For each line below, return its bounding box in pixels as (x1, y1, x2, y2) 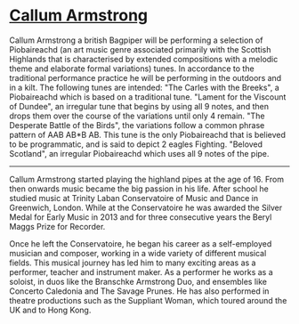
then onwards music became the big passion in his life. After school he (9, 183, 269, 194)
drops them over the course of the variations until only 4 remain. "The (9, 110, 265, 121)
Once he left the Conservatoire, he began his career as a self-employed (9, 238, 272, 249)
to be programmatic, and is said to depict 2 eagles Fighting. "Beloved (9, 139, 263, 150)
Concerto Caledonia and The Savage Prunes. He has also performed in (9, 286, 270, 296)
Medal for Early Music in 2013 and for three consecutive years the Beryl (9, 211, 272, 223)
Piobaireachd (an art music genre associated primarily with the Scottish (9, 44, 271, 54)
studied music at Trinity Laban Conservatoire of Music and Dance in (9, 192, 259, 203)
